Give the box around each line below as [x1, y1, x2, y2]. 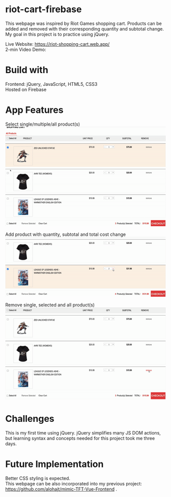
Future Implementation [5, 458, 104, 470]
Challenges [5, 413, 54, 425]
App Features [5, 104, 64, 116]
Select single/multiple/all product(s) [5, 121, 80, 127]
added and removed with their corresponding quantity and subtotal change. [5, 25, 164, 32]
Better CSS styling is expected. [5, 475, 70, 481]
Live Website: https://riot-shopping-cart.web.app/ [5, 41, 110, 47]
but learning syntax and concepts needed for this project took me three [5, 435, 155, 441]
